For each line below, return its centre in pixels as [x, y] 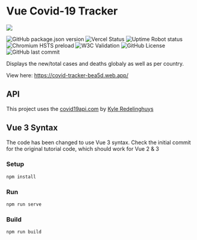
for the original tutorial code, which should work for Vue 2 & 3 [83, 148]
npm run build [24, 232]
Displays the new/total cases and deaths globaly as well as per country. [95, 63]
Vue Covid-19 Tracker [62, 11]
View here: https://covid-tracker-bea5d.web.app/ [67, 75]
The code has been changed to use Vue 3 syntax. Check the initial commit [98, 142]
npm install [21, 177]
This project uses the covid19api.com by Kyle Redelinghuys [80, 109]
